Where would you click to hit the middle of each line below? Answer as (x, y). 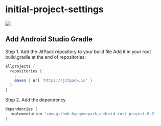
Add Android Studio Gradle (49, 39)
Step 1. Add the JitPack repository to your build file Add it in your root (78, 52)
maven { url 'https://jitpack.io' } (54, 81)
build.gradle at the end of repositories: (45, 57)
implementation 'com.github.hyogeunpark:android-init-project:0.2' (83, 114)
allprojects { (20, 66)
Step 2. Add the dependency (36, 100)
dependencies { (21, 109)
